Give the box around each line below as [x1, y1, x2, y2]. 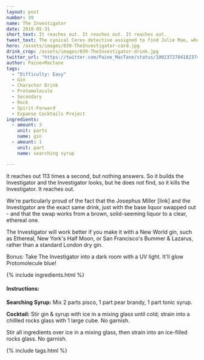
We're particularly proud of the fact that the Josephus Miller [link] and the [6, 197, 191, 204]
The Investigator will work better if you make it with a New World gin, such [6, 228, 192, 235]
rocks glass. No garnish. [6, 335, 67, 342]
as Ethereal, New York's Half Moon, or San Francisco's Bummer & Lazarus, [6, 235, 194, 242]
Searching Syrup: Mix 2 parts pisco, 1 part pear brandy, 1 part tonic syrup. [6, 299, 192, 306]
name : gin [17, 133, 42, 140]
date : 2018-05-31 [6, 26, 50, 32]
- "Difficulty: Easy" [12, 71, 67, 77]
